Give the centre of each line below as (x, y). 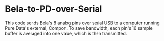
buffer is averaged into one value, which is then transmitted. (66, 33)
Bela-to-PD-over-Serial (54, 9)
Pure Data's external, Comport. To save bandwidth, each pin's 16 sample (79, 28)
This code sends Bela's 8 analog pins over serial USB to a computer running (82, 23)
